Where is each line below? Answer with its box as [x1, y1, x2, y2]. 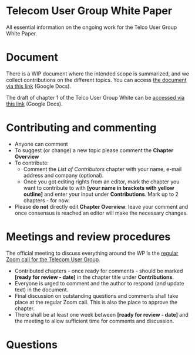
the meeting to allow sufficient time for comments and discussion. [14, 317, 174, 324]
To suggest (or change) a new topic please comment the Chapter [14, 146, 174, 154]
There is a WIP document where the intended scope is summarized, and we [6, 70, 190, 77]
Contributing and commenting [6, 121, 157, 134]
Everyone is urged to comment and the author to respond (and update [14, 280, 184, 287]
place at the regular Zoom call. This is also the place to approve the [14, 298, 178, 305]
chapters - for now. [23, 196, 70, 204]
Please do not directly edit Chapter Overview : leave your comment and [14, 203, 189, 210]
